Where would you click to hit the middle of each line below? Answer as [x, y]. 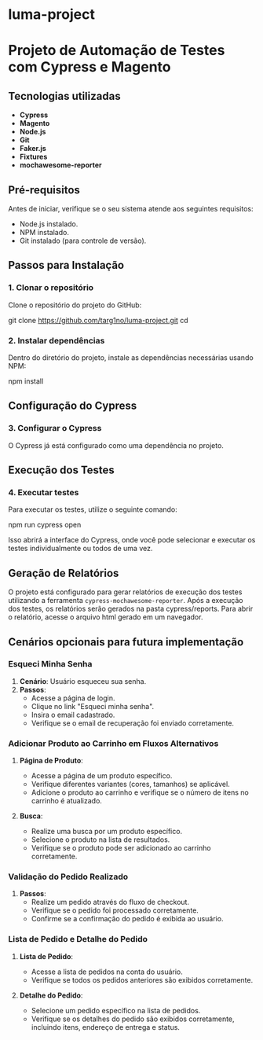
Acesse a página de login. [73, 698]
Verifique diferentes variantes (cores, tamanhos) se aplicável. [130, 785]
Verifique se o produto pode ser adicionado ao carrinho [121, 848]
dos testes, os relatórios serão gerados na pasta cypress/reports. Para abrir [131, 609]
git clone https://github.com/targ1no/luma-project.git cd [98, 320]
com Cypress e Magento [89, 67]
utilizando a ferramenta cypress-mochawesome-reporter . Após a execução [126, 601]
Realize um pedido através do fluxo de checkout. [110, 902]
